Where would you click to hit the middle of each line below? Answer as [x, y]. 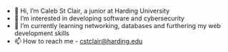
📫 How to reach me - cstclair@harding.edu [78, 41]
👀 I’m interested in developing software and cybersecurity [99, 18]
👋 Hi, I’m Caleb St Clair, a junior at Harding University [92, 11]
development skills [42, 33]
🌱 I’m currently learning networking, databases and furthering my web [118, 26]
